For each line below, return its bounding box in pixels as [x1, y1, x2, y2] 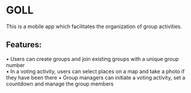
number [6, 61, 25, 68]
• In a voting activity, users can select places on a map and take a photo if [6, 68, 185, 75]
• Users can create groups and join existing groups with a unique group [6, 55, 179, 62]
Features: [6, 40, 42, 50]
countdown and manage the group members [6, 80, 114, 87]
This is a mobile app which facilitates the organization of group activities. [6, 23, 183, 30]
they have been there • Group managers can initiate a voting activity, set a [6, 74, 186, 81]
